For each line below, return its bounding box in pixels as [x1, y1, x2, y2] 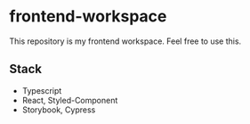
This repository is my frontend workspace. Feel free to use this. [9, 36, 242, 46]
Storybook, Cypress [21, 104, 96, 115]
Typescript [21, 85, 62, 95]
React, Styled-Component [21, 95, 118, 105]
